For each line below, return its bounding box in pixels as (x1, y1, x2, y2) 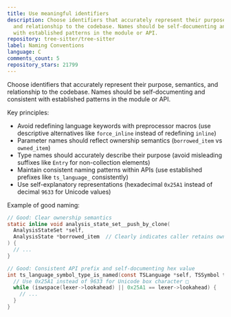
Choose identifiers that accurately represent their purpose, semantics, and (7, 80, 219, 88)
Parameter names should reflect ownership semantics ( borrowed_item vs (16, 136, 223, 145)
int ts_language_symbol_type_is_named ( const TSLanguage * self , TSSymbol (7, 272, 220, 278)
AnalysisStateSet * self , (13, 227, 85, 234)
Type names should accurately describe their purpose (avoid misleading (16, 151, 222, 159)
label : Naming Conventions (7, 42, 85, 49)
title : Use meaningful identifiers (7, 10, 109, 17)
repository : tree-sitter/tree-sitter (7, 36, 115, 43)
